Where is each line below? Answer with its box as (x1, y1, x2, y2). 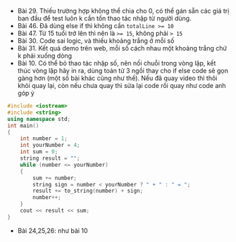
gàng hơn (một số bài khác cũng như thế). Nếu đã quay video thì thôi (17, 74, 218, 82)
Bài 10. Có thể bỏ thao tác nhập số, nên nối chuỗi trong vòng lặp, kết (17, 59, 216, 67)
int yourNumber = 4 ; (20, 141, 80, 149)
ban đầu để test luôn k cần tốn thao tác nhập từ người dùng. (17, 14, 192, 23)
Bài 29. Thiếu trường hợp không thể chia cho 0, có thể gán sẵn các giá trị (17, 7, 230, 15)
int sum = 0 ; (20, 148, 58, 155)
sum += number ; (32, 174, 77, 181)
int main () (7, 122, 39, 129)
